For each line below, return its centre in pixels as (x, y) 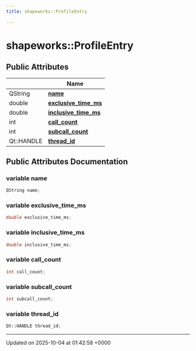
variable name (27, 178)
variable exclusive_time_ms (46, 205)
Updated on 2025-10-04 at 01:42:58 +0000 (58, 343)
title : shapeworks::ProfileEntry (47, 11)
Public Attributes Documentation (67, 162)
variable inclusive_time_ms (45, 233)
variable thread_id (32, 314)
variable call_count (34, 260)
